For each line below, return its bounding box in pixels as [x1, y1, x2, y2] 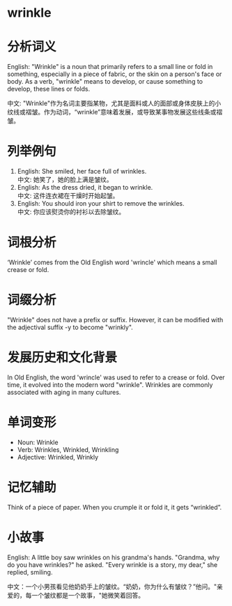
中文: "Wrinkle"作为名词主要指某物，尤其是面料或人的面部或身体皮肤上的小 [7, 99, 222, 107]
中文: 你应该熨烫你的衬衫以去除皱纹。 [17, 208, 125, 216]
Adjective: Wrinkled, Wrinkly [17, 453, 99, 461]
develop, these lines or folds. [7, 85, 91, 93]
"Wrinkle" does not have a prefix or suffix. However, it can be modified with [7, 315, 224, 324]
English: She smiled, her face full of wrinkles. [17, 167, 147, 176]
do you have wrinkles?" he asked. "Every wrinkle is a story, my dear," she [7, 560, 218, 569]
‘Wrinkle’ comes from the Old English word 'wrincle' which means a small [7, 258, 217, 266]
